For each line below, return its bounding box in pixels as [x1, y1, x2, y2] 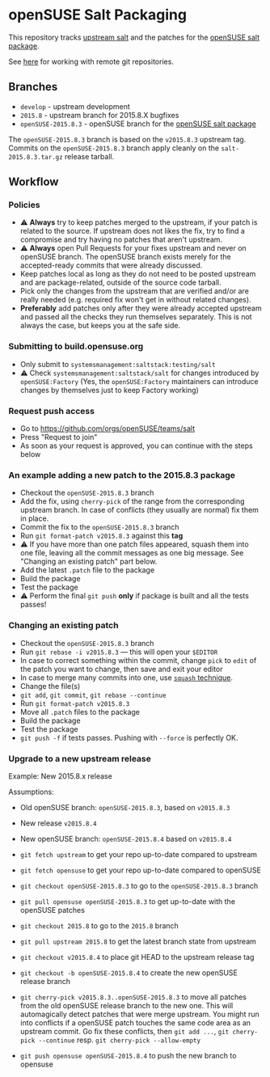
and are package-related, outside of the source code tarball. [19, 277, 222, 288]
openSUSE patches [19, 905, 85, 914]
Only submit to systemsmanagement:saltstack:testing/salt [19, 359, 216, 369]
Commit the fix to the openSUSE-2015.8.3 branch [19, 522, 179, 532]
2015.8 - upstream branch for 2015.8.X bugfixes [19, 110, 179, 120]
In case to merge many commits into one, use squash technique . [19, 673, 233, 682]
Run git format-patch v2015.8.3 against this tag [19, 531, 184, 541]
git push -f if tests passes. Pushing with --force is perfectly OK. [19, 733, 238, 742]
